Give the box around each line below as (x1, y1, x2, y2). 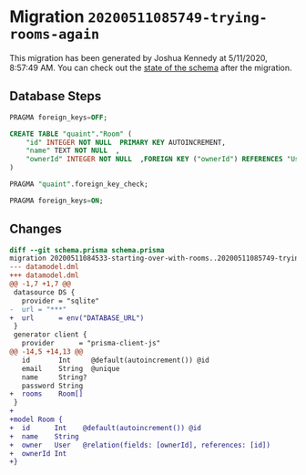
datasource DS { (13, 287, 76, 297)
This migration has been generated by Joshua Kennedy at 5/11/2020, (9, 52, 268, 63)
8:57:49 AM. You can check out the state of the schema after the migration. (9, 62, 293, 73)
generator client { (13, 330, 88, 339)
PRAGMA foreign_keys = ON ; (9, 196, 104, 205)
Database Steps (9, 88, 102, 104)
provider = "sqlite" (21, 296, 100, 305)
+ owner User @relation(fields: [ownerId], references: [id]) (9, 440, 271, 449)
